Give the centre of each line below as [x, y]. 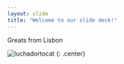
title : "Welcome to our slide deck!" [62, 20]
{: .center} [70, 54]
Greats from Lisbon [35, 40]
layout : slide [28, 14]
